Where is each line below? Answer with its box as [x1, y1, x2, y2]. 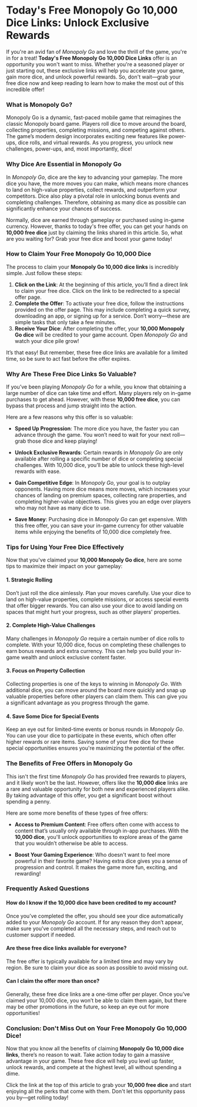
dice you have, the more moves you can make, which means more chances [6, 179, 189, 187]
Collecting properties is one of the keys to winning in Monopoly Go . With [6, 680, 182, 688]
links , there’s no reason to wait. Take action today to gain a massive [6, 1052, 171, 1059]
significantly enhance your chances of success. [6, 205, 122, 212]
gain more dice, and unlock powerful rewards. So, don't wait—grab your [6, 73, 181, 80]
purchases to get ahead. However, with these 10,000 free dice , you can [6, 396, 181, 403]
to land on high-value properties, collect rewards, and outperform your [6, 186, 178, 193]
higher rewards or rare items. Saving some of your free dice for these [6, 739, 174, 746]
